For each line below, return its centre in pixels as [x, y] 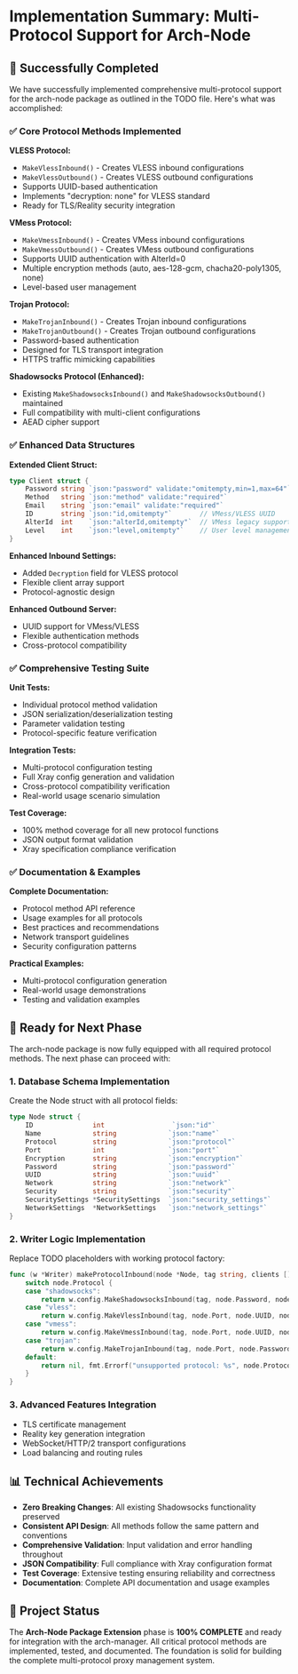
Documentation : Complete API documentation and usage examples [146, 1582]
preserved [41, 1517]
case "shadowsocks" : [63, 1291]
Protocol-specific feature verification [89, 733]
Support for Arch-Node [164, 35]
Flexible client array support [73, 582]
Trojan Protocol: [39, 305]
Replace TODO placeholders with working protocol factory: [117, 1258]
